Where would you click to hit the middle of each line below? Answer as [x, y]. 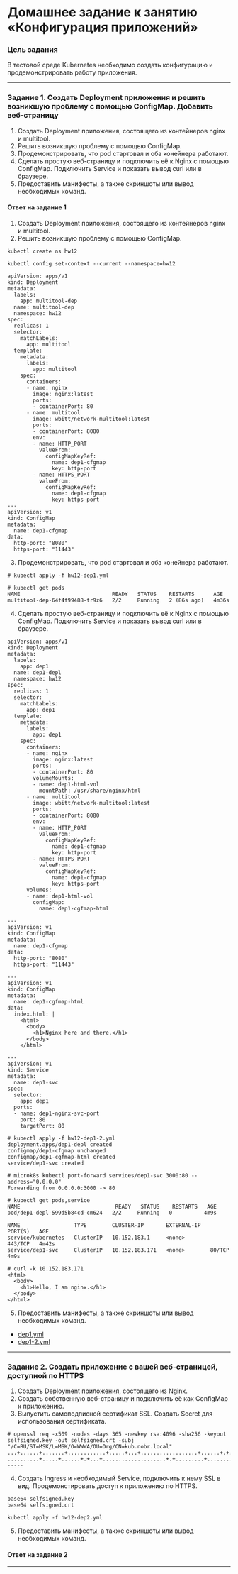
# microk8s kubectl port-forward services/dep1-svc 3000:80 [98, 1175]
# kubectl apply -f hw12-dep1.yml [58, 576]
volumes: [39, 890]
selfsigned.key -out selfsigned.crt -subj [71, 1441]
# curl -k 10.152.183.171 [45, 1268]
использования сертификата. [62, 1421]
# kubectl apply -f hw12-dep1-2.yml [61, 1138]
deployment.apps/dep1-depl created [60, 1144]
